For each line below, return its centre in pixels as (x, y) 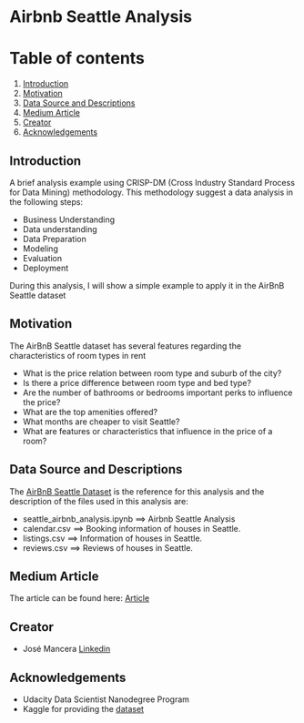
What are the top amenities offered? (90, 412)
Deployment (46, 268)
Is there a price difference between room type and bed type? (137, 382)
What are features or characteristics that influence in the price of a (147, 431)
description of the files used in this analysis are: (99, 501)
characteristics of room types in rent (78, 355)
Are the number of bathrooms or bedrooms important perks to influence (157, 392)
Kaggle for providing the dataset (83, 709)
